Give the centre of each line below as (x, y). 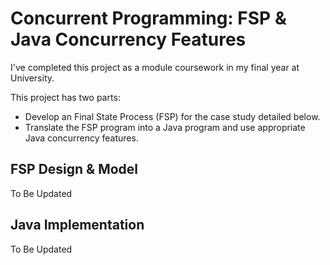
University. (32, 78)
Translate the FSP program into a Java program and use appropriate (165, 127)
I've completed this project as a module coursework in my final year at (155, 67)
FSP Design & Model (74, 169)
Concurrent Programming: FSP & (148, 18)
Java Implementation (77, 225)
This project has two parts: (65, 97)
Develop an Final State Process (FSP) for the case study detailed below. (172, 116)
